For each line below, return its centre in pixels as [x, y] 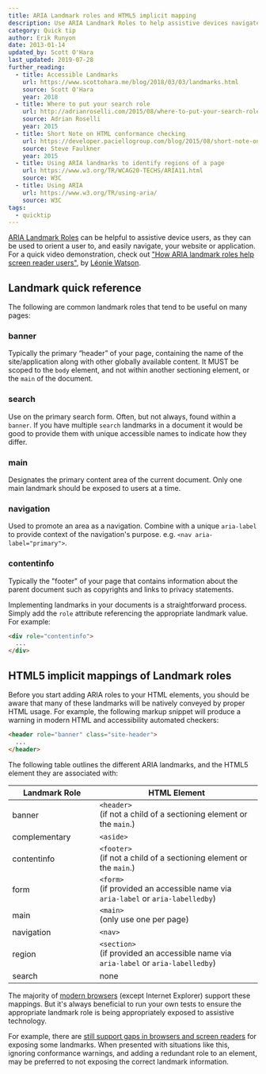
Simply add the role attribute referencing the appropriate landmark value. [128, 613]
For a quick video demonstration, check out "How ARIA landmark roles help [131, 254]
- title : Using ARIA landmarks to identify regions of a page [120, 164]
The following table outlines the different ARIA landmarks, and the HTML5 [128, 764]
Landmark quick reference [75, 288]
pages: [19, 315]
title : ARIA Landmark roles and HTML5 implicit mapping [102, 15]
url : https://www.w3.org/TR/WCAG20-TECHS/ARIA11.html [113, 171]
